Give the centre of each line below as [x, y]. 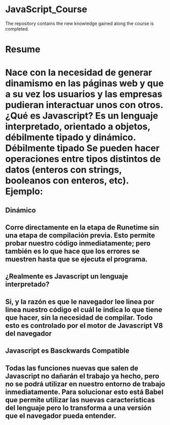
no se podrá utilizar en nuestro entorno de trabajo [85, 384]
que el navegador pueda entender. [61, 416]
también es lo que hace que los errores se [73, 251]
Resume [23, 50]
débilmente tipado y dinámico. [71, 138]
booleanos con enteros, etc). [67, 181]
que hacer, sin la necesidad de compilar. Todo [79, 317]
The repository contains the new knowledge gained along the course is [79, 23]
